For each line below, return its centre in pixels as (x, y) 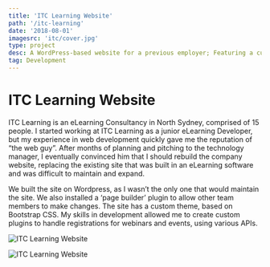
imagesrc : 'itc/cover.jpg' (53, 38)
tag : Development (37, 61)
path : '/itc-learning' (46, 23)
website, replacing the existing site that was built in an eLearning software (131, 164)
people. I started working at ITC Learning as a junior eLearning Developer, (131, 131)
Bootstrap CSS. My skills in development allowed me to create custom (124, 214)
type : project (32, 46)
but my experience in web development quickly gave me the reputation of (131, 139)
